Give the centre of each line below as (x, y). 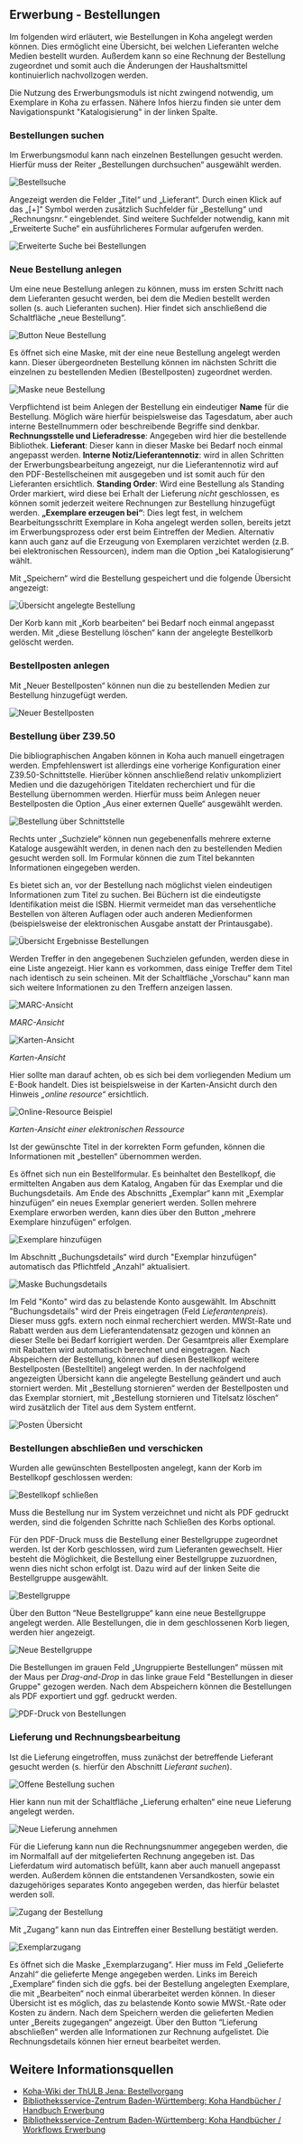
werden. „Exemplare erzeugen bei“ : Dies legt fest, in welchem (126, 513)
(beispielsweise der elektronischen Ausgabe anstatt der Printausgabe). (141, 923)
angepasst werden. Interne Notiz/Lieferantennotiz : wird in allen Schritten (147, 455)
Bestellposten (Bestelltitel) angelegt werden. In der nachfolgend (128, 1369)
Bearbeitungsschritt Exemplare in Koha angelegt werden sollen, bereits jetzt (150, 523)
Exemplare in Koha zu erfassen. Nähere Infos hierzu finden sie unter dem (145, 102)
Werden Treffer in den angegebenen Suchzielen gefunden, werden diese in (149, 959)
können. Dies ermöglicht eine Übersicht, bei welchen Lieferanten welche (144, 46)
